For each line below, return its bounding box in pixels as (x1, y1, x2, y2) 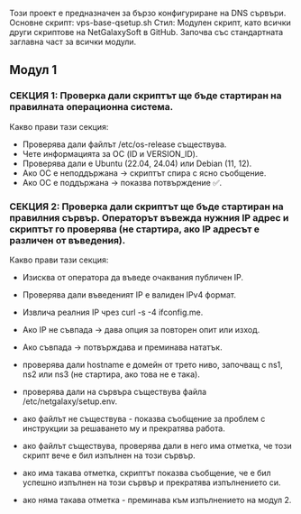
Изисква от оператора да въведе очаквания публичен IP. (22, 271, 244, 282)
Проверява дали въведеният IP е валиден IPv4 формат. (22, 289, 237, 300)
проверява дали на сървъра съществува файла (22, 386, 207, 397)
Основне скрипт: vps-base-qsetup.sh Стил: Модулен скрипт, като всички (9, 17, 291, 28)
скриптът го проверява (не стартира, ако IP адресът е (9, 223, 260, 235)
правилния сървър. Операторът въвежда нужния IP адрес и (9, 211, 289, 224)
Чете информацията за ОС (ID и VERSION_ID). (22, 148, 198, 159)
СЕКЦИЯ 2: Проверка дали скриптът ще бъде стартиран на (9, 200, 284, 213)
